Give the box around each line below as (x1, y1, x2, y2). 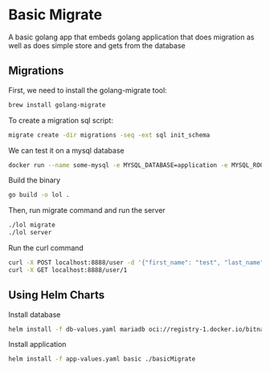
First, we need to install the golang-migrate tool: (8, 85, 167, 95)
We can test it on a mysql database (8, 145, 125, 155)
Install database (8, 309, 61, 319)
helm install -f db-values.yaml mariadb (8, 325, 146, 333)
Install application (8, 340, 67, 349)
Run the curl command (8, 243, 84, 252)
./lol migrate (8, 221, 56, 230)
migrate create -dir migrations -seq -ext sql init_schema (8, 131, 211, 139)
